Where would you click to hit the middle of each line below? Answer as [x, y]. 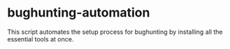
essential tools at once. [41, 39]
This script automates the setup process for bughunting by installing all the [115, 32]
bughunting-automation [79, 13]
